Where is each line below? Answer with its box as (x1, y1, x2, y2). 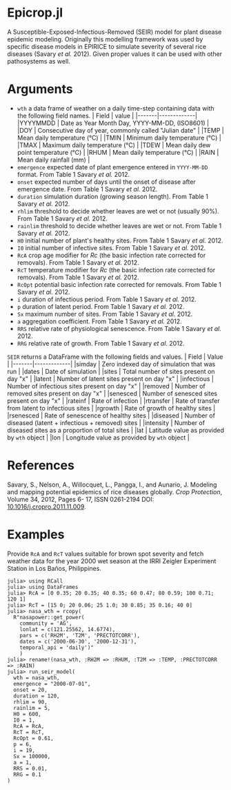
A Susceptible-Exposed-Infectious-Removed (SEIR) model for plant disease (7, 28, 222, 36)
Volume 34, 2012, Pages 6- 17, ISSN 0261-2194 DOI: (7, 495, 154, 503)
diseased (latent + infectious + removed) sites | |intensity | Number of (7, 418, 205, 426)
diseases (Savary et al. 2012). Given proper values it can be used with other (7, 50, 223, 58)
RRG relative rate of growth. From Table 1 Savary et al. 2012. (17, 339, 185, 347)
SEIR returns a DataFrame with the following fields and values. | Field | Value (7, 352, 223, 361)
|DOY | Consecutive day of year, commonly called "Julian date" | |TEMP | (17, 126, 224, 134)
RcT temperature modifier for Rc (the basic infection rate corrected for (17, 265, 216, 274)
